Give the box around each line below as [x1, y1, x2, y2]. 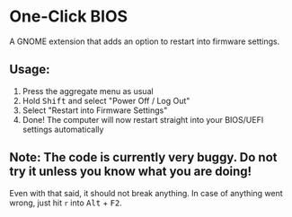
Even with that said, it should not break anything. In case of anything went [9, 187, 283, 198]
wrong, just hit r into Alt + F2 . [9, 197, 123, 208]
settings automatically [22, 124, 104, 135]
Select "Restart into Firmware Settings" [22, 105, 168, 116]
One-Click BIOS [9, 6, 128, 27]
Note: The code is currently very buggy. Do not [9, 150, 278, 165]
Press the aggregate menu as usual [22, 85, 155, 96]
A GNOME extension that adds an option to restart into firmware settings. [9, 36, 280, 47]
